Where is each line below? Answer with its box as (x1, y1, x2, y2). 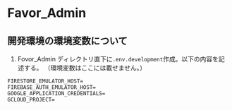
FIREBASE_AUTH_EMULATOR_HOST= (7, 84, 97, 91)
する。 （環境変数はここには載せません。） (23, 63, 147, 72)
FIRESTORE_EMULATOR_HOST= (7, 78, 83, 85)
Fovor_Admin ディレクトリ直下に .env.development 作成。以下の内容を (17, 55, 219, 63)
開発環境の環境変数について (7, 35, 128, 47)
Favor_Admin (7, 5, 87, 21)
